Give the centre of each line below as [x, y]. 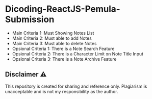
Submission [30, 19]
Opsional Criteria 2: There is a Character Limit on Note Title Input [78, 54]
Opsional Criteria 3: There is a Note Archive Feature [64, 59]
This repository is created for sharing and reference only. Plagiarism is [76, 86]
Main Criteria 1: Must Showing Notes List [53, 33]
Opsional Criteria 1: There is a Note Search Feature [63, 49]
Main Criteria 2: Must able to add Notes [52, 38]
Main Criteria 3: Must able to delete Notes [54, 43]
